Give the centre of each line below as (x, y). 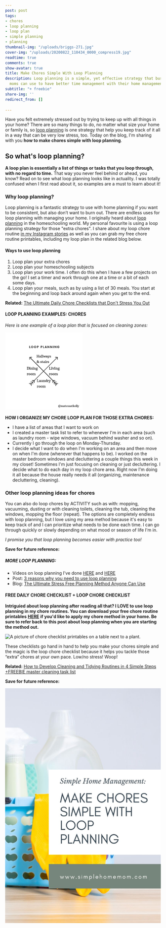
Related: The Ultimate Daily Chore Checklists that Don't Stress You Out (77, 303)
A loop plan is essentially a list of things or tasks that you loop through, (80, 168)
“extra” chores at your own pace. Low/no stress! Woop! (62, 657)
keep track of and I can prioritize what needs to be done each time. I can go (82, 525)
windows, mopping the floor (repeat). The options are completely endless (80, 514)
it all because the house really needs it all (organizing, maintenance (81, 474)
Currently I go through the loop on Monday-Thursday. (67, 443)
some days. (24, 282)
